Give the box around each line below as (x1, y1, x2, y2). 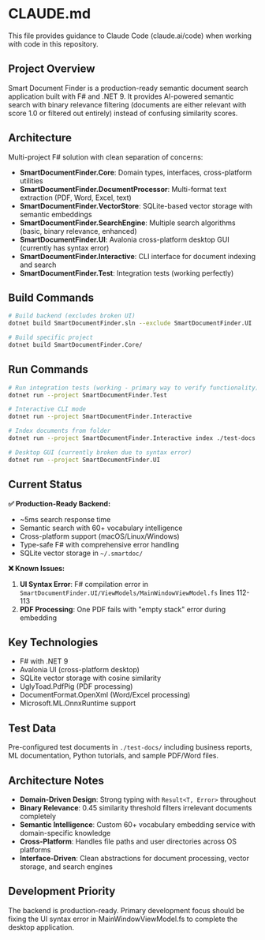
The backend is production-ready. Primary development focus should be (8, 905, 244, 915)
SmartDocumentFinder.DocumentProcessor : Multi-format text (19, 184, 227, 194)
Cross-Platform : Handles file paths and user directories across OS (19, 837, 237, 846)
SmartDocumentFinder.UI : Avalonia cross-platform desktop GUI (19, 235, 230, 244)
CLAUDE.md (8, 5, 91, 23)
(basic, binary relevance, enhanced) (19, 226, 137, 235)
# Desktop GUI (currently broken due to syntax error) (8, 448, 192, 457)
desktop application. (8, 922, 75, 932)
